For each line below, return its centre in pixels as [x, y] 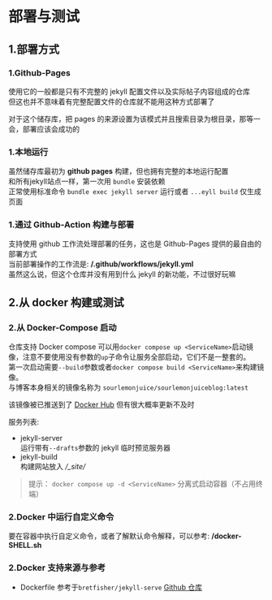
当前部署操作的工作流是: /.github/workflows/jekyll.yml [101, 264]
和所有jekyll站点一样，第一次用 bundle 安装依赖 [87, 181]
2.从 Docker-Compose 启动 [63, 327]
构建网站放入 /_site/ [53, 467]
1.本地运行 [28, 152]
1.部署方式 [34, 49]
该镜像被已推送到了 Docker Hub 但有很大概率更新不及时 [101, 405]
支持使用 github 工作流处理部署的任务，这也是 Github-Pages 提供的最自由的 [135, 244]
